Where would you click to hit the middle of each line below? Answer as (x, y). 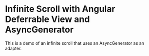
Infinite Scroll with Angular (60, 9)
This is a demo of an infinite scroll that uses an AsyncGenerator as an (75, 43)
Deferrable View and (47, 19)
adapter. (13, 48)
